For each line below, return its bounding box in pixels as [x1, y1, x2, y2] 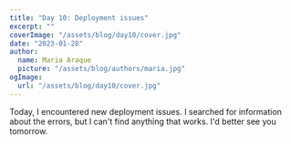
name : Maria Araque [17, 56, 92, 65]
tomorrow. [9, 125, 48, 137]
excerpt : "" [9, 22, 55, 31]
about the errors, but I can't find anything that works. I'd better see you [9, 116, 276, 127]
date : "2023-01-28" [9, 38, 84, 48]
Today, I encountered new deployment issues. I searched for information [9, 106, 283, 117]
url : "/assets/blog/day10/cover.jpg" [17, 81, 161, 90]
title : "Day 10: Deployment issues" [9, 13, 149, 23]
